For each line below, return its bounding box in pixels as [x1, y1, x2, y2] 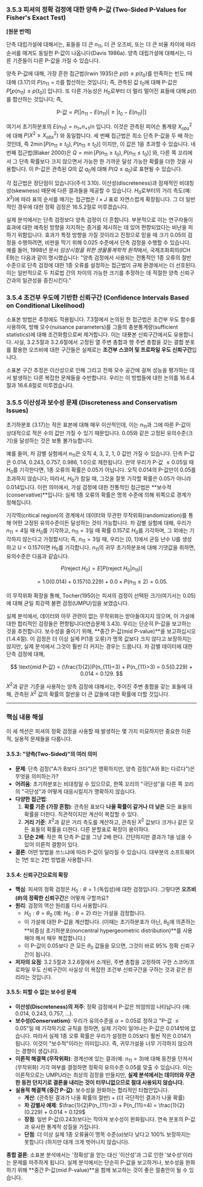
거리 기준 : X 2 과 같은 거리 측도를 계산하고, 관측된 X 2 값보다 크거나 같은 [24, 817, 188, 826]
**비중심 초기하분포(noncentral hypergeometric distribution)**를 [24, 926, 181, 934]
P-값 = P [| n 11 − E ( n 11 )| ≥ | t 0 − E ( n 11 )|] [56, 109, 147, 118]
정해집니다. [6, 498, 33, 506]
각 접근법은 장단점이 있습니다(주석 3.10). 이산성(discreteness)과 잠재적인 [6, 179, 178, 186]
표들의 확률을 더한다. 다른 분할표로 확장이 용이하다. [30, 826, 150, 833]
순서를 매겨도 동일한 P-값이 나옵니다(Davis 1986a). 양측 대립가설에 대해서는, [6, 50, 186, 57]
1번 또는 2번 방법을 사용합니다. [21, 856, 94, 863]
